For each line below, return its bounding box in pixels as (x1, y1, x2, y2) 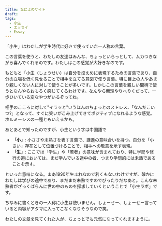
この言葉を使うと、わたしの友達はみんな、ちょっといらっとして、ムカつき (5, 54, 153, 59)
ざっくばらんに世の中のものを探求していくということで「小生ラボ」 (17, 184, 153, 189)
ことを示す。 (12, 161, 38, 167)
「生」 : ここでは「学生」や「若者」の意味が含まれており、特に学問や (12, 149, 150, 155)
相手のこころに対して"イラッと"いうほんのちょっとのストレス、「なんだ (5, 104, 147, 110)
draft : (5, 12, 18, 16)
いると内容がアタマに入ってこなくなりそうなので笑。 (5, 206, 111, 212)
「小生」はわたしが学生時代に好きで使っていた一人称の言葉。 (5, 43, 126, 49)
